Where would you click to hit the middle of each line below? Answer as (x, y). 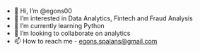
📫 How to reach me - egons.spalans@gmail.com (86, 41)
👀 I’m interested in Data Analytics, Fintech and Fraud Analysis (103, 18)
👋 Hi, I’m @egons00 (43, 11)
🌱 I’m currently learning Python (59, 26)
